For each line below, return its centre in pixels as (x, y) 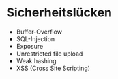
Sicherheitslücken (59, 13)
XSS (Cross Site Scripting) (53, 68)
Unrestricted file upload (49, 54)
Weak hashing (36, 60)
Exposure (30, 46)
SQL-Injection (35, 38)
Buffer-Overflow (39, 32)
